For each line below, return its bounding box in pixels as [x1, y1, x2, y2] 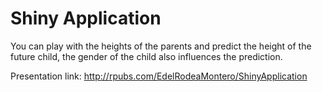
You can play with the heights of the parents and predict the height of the [10, 40, 312, 52]
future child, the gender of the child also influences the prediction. [10, 50, 283, 62]
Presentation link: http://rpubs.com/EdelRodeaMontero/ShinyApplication [10, 70, 308, 82]
